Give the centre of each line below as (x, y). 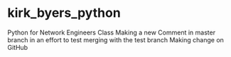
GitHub (18, 47)
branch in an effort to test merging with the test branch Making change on (116, 39)
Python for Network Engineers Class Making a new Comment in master (111, 32)
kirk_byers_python (64, 13)
